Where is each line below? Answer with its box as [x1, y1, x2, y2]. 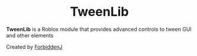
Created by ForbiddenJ [6, 43, 63, 50]
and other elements [6, 32, 54, 39]
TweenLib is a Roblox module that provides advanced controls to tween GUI [6, 25, 192, 32]
